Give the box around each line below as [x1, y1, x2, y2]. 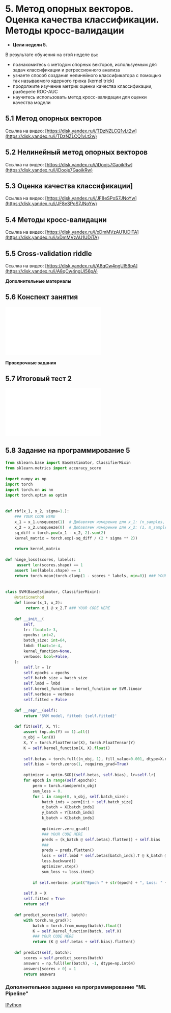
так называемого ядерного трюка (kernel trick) [12, 78, 115, 84]
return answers [23, 972, 56, 977]
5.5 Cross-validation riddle [5, 249, 93, 258]
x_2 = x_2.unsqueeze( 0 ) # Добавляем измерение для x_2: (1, [14, 525, 147, 530]
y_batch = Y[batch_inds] [41, 810, 95, 816]
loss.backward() [41, 858, 76, 864]
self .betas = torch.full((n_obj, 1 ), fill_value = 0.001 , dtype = [23, 756, 160, 761]
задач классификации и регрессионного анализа [12, 67, 120, 73]
